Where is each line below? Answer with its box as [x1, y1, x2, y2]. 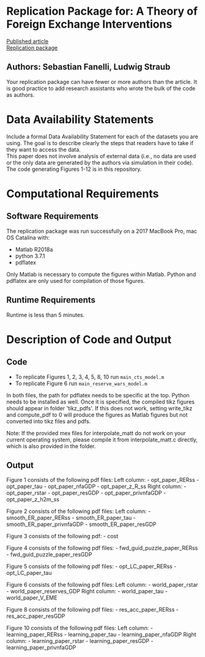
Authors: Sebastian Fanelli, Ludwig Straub [6, 62, 171, 72]
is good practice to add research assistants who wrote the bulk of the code [6, 84, 196, 92]
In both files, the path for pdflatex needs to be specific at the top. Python [6, 391, 190, 399]
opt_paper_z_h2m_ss [6, 496, 60, 503]
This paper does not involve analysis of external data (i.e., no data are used [6, 152, 196, 160]
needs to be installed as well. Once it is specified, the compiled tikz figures [6, 398, 195, 405]
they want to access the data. [6, 146, 81, 153]
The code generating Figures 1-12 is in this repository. [6, 165, 142, 173]
